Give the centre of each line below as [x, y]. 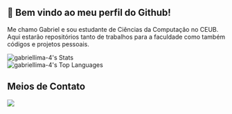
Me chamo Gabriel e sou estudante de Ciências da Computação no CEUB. [113, 29]
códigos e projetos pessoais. [48, 44]
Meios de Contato [46, 87]
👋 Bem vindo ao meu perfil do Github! [89, 13]
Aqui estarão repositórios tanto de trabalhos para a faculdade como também [116, 37]
